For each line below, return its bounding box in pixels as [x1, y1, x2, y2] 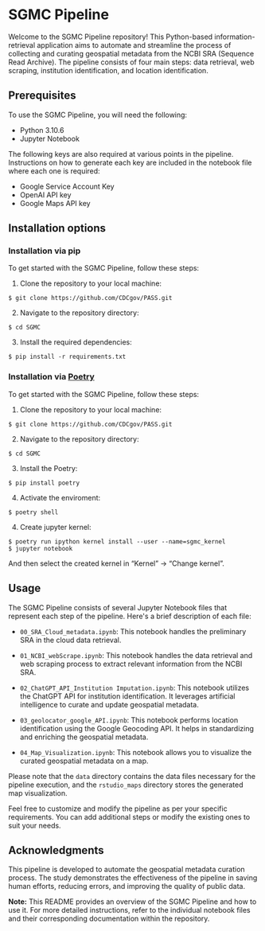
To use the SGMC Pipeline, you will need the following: [8, 110, 188, 119]
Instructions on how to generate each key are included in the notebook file [8, 158, 252, 167]
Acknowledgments [8, 843, 105, 857]
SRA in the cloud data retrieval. [19, 635, 122, 645]
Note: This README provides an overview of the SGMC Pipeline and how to [8, 897, 257, 906]
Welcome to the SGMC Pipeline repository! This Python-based [8, 32, 213, 41]
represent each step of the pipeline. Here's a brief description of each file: [8, 611, 252, 621]
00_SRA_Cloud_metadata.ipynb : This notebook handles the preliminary [19, 626, 247, 636]
